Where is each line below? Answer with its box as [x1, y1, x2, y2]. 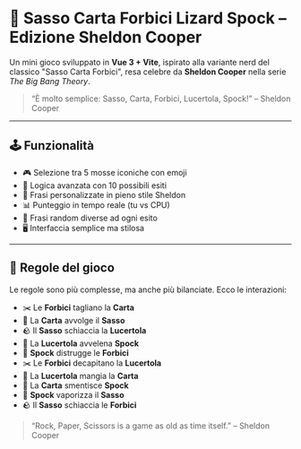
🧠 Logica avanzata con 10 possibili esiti [21, 179, 168, 191]
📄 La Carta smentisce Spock [21, 380, 129, 391]
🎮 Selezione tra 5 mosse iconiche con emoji [21, 167, 187, 177]
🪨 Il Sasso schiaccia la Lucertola [21, 324, 147, 335]
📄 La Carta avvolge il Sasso [21, 315, 125, 325]
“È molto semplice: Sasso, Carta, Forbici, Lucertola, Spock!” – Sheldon [30, 93, 291, 104]
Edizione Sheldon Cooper [9, 27, 202, 47]
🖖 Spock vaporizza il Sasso [21, 389, 125, 400]
